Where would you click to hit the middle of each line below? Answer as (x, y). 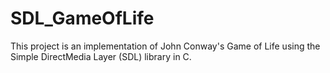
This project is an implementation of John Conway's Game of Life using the (165, 46)
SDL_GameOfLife (82, 18)
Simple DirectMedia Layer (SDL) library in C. (101, 56)
